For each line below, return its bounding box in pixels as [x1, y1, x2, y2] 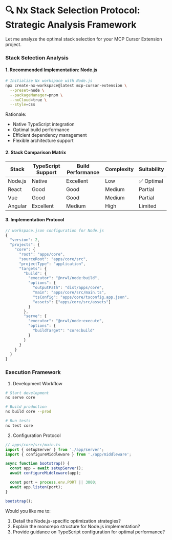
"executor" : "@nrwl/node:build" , [28, 276, 100, 281]
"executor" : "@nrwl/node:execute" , [28, 319, 104, 324]
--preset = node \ [10, 88, 45, 93]
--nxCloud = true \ [10, 97, 47, 102]
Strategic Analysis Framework [5, 19, 137, 31]
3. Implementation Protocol [5, 217, 64, 223]
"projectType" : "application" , [18, 261, 86, 266]
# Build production [5, 404, 47, 409]
